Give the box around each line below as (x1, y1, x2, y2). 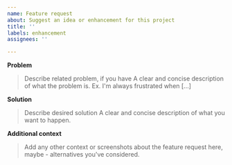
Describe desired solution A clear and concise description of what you (24, 109, 225, 117)
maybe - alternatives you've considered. (24, 150, 140, 159)
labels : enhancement (7, 29, 67, 37)
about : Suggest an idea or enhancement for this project (7, 17, 175, 24)
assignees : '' (7, 36, 48, 43)
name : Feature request (7, 10, 73, 17)
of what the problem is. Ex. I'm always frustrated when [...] (24, 82, 192, 90)
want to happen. (24, 116, 71, 125)
